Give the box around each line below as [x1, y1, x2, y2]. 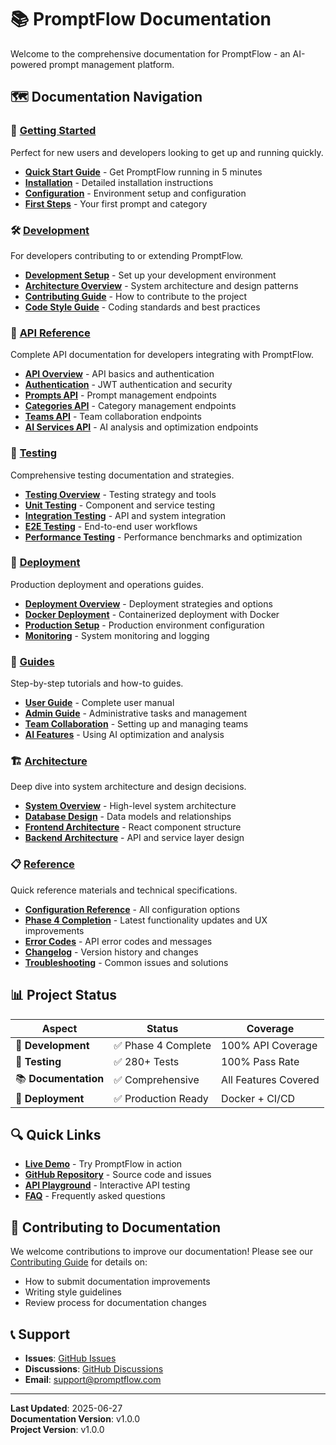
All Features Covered [221, 1073, 320, 1087]
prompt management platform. [48, 58, 175, 70]
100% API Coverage [221, 1038, 318, 1052]
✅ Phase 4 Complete [113, 1038, 212, 1052]
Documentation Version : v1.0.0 [10, 1412, 141, 1425]
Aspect [41, 1021, 78, 1035]
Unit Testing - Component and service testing [24, 499, 216, 511]
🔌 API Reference [10, 326, 91, 340]
